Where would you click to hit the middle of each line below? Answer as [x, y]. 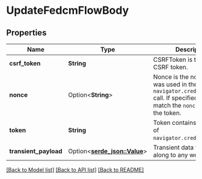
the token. [167, 113]
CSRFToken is [173, 59]
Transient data [173, 147]
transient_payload [36, 151]
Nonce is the [171, 77]
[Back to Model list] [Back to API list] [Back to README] [75, 170]
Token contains [175, 123]
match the [167, 105]
